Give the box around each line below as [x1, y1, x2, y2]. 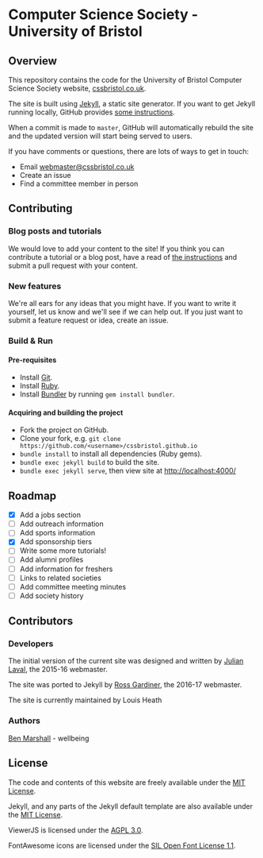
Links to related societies [19, 573, 101, 582]
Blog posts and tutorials [8, 226, 102, 237]
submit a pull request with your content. [8, 261, 139, 270]
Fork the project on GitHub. [19, 425, 109, 435]
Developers [8, 638, 54, 649]
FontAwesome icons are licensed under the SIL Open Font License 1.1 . [8, 841, 236, 850]
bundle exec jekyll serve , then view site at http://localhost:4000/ [19, 466, 236, 476]
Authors [8, 715, 41, 726]
